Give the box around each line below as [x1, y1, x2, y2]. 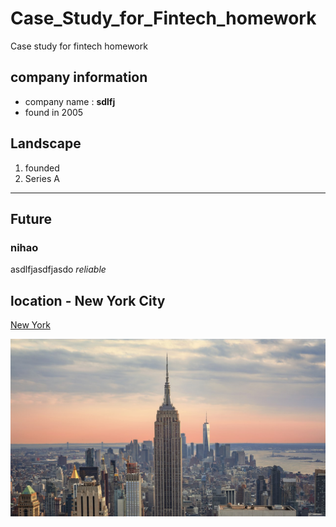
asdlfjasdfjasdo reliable [10, 263, 107, 276]
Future [10, 210, 53, 227]
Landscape [10, 135, 82, 152]
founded [24, 162, 60, 174]
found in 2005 [24, 106, 84, 118]
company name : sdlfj [24, 95, 116, 107]
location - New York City [10, 292, 166, 309]
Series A [24, 172, 60, 184]
